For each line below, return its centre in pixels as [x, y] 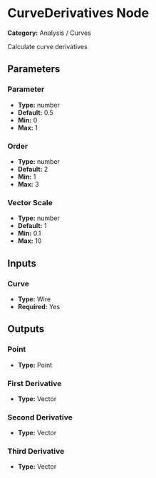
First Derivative [35, 383]
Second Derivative [40, 417]
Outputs [26, 329]
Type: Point [35, 365]
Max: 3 [28, 184]
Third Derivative [36, 452]
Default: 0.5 [35, 113]
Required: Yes [39, 306]
